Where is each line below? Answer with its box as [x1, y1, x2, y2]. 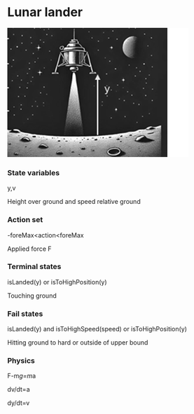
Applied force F [7, 244, 52, 253]
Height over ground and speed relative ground [7, 198, 141, 206]
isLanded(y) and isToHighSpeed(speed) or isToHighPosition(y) [7, 325, 188, 333]
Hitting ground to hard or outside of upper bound [7, 338, 148, 347]
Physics [7, 356, 35, 366]
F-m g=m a [7, 372, 36, 380]
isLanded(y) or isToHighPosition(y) [7, 277, 107, 286]
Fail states [7, 309, 43, 319]
